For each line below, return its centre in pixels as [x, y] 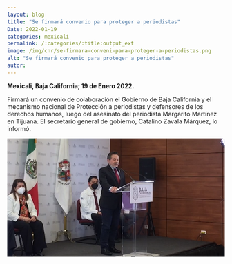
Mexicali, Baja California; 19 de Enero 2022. [71, 85]
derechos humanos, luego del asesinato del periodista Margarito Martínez [112, 114]
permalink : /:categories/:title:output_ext [71, 44]
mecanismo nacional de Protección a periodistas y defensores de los [105, 106]
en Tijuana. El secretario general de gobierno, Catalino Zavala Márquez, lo [113, 121]
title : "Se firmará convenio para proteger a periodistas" [94, 22]
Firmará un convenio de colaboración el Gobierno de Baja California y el [109, 99]
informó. [19, 128]
